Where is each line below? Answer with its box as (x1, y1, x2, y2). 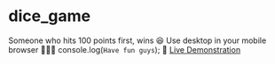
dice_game (8, 6, 90, 26)
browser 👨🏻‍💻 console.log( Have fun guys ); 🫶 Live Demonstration (8, 44, 241, 54)
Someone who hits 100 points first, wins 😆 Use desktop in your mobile (8, 35, 267, 46)
